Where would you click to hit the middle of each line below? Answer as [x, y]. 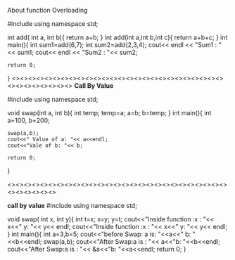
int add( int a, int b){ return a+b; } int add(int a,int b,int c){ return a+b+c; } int [118, 37]
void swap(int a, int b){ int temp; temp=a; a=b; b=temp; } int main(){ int [109, 113]
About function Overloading [47, 10]
